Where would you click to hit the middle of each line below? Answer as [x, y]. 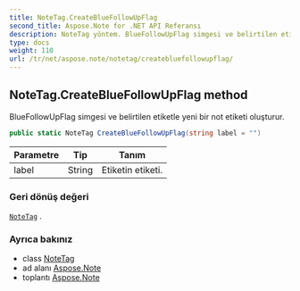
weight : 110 [31, 51]
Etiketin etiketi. [132, 170]
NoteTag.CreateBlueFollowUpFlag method [129, 95]
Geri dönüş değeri [49, 196]
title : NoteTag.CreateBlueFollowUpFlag [83, 17]
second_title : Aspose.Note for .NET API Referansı [105, 26]
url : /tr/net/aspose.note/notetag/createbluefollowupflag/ [121, 59]
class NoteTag [48, 259]
